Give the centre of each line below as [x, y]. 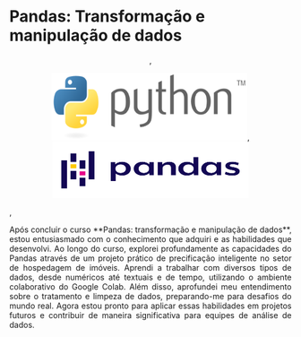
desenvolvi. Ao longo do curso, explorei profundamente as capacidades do [150, 248]
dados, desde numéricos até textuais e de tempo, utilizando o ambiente [150, 277]
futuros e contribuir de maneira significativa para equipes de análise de [150, 315]
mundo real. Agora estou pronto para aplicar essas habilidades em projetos [150, 306]
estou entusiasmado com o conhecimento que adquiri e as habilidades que [150, 238]
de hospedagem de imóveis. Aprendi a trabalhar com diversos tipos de [150, 267]
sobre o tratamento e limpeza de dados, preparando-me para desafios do [150, 296]
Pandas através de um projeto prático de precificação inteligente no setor [150, 258]
